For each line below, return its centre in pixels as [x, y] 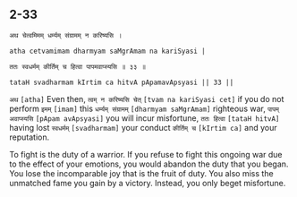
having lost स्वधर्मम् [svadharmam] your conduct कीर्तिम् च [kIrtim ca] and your [143, 127]
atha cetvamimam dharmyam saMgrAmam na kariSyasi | [107, 51]
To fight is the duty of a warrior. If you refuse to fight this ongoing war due [146, 154]
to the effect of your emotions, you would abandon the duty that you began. [149, 164]
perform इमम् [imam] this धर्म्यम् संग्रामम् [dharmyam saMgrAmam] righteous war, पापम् [144, 108]
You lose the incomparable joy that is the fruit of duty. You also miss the [142, 173]
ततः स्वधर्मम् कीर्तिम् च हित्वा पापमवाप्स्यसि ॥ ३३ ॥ [77, 66]
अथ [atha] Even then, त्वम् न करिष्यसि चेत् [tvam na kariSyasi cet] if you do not [147, 98]
